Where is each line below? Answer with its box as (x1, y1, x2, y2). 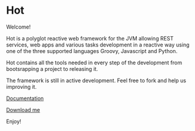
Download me (6, 106, 40, 113)
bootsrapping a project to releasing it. (6, 65, 98, 72)
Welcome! (6, 23, 31, 30)
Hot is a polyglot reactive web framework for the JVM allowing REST (6, 35, 174, 42)
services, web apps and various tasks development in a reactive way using (6, 41, 190, 48)
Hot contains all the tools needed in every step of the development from (6, 59, 183, 66)
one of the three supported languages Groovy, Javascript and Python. (6, 47, 178, 54)
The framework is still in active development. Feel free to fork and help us (6, 77, 186, 84)
